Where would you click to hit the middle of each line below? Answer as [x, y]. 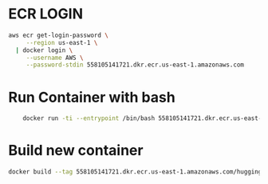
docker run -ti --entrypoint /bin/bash [89, 118]
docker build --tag [41, 172]
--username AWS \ [55, 58]
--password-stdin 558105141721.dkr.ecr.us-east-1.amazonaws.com [135, 65]
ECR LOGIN [46, 14]
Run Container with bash [92, 97]
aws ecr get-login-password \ [59, 35]
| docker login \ [44, 50]
